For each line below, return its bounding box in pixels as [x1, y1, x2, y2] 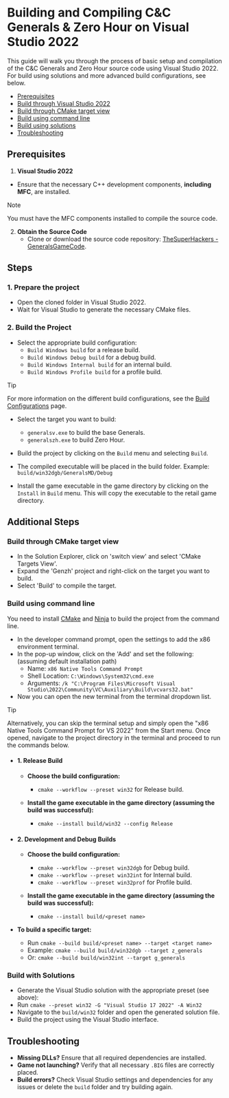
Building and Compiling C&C [7, 5, 171, 21]
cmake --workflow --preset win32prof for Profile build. [37, 879, 192, 887]
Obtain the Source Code [16, 227, 87, 235]
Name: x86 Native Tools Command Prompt [27, 664, 143, 672]
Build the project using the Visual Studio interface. [16, 1015, 159, 1024]
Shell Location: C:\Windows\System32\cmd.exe [27, 671, 154, 680]
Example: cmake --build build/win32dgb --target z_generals [27, 946, 203, 954]
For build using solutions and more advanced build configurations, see [7, 71, 206, 80]
